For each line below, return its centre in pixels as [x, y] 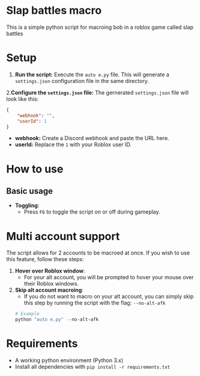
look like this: [23, 99]
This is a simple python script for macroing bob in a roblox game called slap [100, 27]
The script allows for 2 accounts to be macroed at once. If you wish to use [98, 253]
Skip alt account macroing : [49, 290]
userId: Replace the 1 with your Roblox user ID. [73, 144]
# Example [27, 314]
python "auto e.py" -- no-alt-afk [57, 319]
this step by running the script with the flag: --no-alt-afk [95, 303]
